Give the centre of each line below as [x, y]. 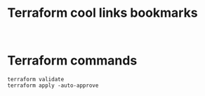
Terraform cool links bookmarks [102, 13]
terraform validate [36, 79]
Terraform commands [72, 61]
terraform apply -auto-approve [53, 85]
